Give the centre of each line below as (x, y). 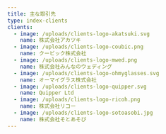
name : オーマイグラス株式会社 (58, 80)
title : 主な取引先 (32, 14)
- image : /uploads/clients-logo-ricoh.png (77, 100)
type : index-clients (38, 21)
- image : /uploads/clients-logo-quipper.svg (80, 86)
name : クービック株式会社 (53, 54)
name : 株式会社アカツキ (51, 40)
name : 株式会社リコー (48, 106)
